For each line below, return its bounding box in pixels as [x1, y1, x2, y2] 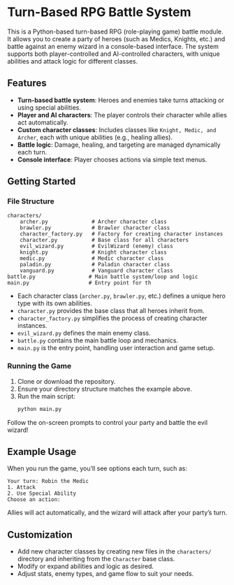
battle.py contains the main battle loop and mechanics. [17, 336, 179, 345]
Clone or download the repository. [17, 377, 117, 385]
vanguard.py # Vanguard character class [20, 267, 173, 275]
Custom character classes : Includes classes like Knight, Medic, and [17, 125, 217, 133]
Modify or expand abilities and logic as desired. [17, 562, 154, 570]
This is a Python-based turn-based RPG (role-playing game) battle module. [7, 27, 224, 36]
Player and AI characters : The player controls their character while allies [17, 110, 227, 119]
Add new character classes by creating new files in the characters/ [17, 547, 212, 556]
